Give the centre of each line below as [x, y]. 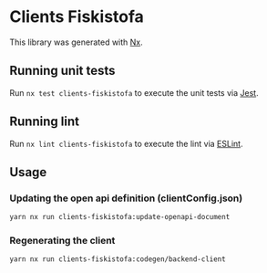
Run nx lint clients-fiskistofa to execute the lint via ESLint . [126, 143]
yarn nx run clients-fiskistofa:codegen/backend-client [118, 259]
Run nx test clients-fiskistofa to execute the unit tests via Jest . [134, 92]
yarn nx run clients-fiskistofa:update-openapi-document [120, 217]
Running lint [45, 122]
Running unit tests [62, 71]
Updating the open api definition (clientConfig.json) [126, 198]
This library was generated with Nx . [76, 42]
